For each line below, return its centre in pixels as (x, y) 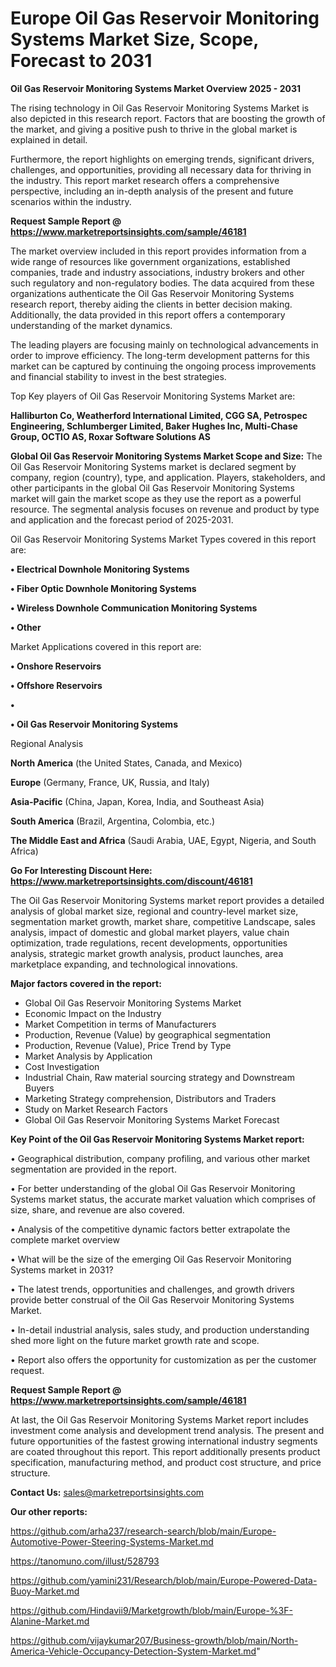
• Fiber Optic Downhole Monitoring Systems (103, 588)
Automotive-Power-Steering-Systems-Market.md (112, 1541)
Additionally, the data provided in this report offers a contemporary (148, 314)
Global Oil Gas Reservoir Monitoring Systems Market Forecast (152, 1119)
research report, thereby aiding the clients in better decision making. (151, 304)
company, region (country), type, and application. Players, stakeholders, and (168, 477)
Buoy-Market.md (45, 1591)
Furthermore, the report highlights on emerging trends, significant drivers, (162, 159)
